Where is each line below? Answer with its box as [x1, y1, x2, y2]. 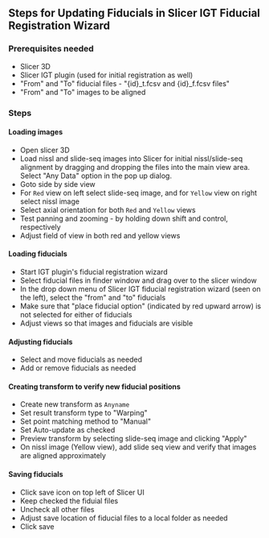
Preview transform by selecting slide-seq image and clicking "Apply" [19, 434, 247, 444]
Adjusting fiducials [8, 337, 73, 346]
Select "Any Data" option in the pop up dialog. [19, 171, 173, 180]
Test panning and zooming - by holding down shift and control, [19, 213, 229, 223]
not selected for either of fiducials [19, 310, 132, 320]
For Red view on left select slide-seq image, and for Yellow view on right [19, 188, 258, 197]
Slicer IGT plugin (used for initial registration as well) [19, 70, 194, 80]
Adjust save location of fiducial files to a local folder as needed [19, 513, 228, 523]
